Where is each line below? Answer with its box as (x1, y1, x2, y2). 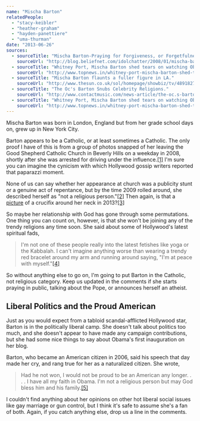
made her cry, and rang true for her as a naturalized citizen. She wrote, (6, 360, 180, 367)
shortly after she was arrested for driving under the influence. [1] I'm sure (6, 156, 185, 163)
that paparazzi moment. (6, 168, 65, 175)
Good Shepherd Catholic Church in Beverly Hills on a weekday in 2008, (6, 149, 181, 156)
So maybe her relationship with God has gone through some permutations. (6, 211, 189, 218)
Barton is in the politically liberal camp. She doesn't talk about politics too (6, 323, 186, 331)
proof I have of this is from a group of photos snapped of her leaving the (6, 143, 183, 150)
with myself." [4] (20, 260, 60, 267)
